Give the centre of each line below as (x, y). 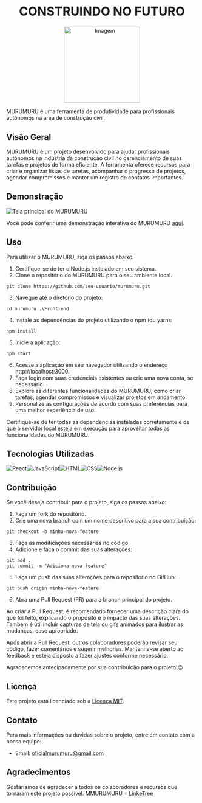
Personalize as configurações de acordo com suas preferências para (101, 403)
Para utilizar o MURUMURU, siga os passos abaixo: (70, 257)
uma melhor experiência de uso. (55, 410)
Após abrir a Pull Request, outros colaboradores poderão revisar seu (92, 642)
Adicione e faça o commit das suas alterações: (73, 549)
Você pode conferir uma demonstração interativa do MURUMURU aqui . (96, 223)
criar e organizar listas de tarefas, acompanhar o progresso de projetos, (96, 171)
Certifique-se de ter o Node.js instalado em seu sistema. (86, 268)
